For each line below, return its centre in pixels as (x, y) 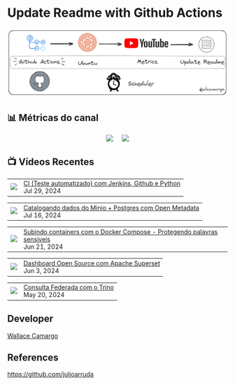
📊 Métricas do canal (53, 118)
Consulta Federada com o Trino (69, 287)
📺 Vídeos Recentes (51, 162)
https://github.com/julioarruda (51, 375)
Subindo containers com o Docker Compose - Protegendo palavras (121, 231)
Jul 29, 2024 (42, 191)
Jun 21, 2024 (43, 247)
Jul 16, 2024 (42, 215)
